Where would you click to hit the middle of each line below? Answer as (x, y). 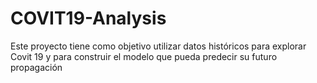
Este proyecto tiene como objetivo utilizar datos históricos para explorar (158, 46)
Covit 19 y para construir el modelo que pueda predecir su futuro (144, 56)
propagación (36, 67)
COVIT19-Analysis (88, 18)
